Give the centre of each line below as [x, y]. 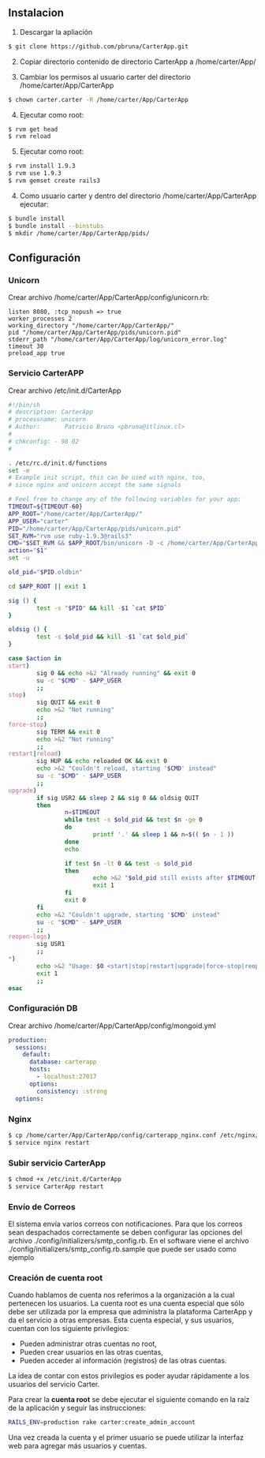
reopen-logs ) [30, 937]
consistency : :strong [72, 1091]
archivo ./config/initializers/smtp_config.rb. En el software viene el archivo [129, 1240]
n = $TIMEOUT [82, 813]
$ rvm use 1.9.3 [35, 174]
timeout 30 [26, 346]
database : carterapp [63, 1062]
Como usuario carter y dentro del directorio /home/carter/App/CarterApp [138, 196]
